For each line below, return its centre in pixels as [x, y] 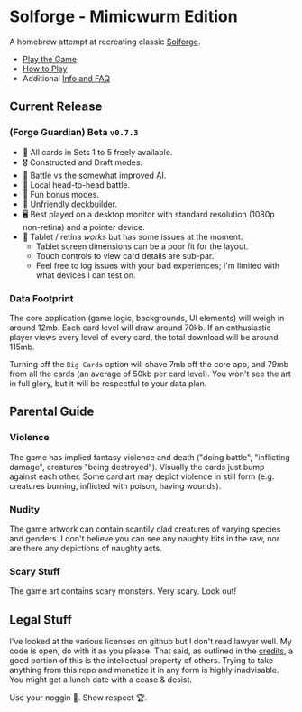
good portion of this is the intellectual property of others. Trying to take [141, 661]
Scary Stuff [35, 571]
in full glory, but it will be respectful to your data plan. [108, 383]
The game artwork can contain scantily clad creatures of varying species [145, 529]
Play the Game [50, 59]
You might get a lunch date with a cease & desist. [101, 680]
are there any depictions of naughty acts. [86, 548]
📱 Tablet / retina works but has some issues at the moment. [133, 236]
